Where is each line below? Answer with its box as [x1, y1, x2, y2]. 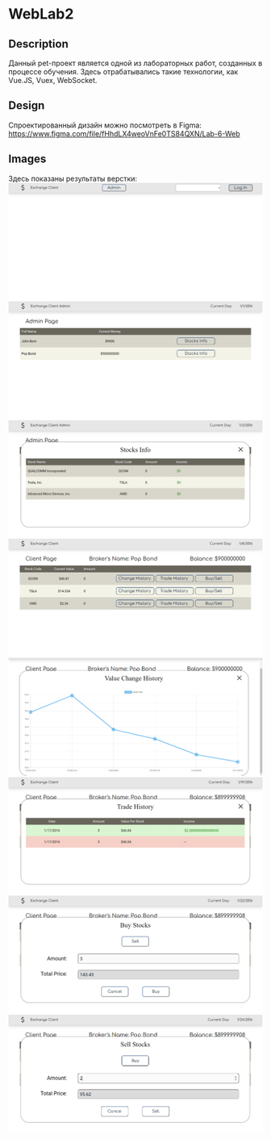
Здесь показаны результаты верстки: [8, 173, 138, 183]
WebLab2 [8, 5, 74, 23]
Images [8, 152, 47, 166]
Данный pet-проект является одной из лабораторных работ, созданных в [8, 58, 263, 68]
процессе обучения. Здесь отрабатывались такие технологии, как [8, 67, 239, 77]
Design [8, 98, 45, 113]
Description [8, 37, 69, 51]
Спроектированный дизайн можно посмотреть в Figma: [8, 120, 202, 130]
